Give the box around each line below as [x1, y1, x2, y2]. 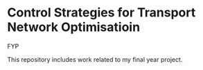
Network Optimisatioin [7, 19, 141, 35]
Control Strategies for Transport [7, 5, 196, 21]
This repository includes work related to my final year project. [7, 55, 183, 63]
